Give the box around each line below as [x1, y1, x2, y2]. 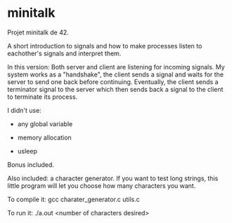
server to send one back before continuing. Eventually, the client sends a [7, 77, 219, 86]
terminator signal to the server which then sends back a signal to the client [7, 85, 224, 93]
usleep [17, 147, 37, 155]
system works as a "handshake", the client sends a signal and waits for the [7, 70, 224, 79]
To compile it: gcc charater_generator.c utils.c [7, 195, 140, 203]
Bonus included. [7, 160, 55, 169]
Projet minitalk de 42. [7, 28, 69, 36]
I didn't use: [7, 106, 42, 114]
